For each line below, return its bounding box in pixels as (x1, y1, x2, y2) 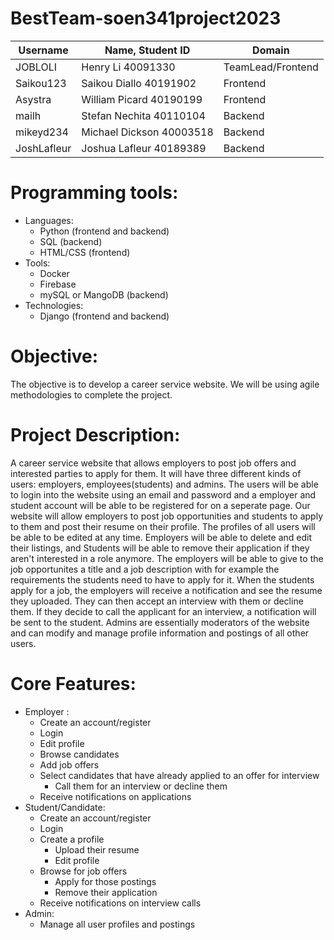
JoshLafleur (15, 141, 72, 155)
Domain (252, 43, 290, 57)
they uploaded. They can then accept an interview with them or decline (10, 595, 304, 607)
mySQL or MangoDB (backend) (39, 288, 169, 301)
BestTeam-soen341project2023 (10, 7, 282, 30)
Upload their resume (54, 843, 140, 856)
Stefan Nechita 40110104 (81, 108, 206, 122)
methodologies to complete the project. (10, 388, 173, 401)
